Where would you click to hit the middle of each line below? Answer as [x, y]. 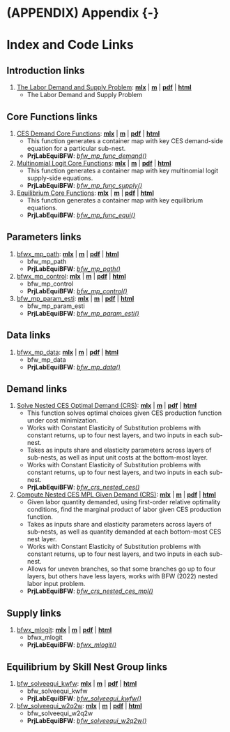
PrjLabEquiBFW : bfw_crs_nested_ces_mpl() [90, 591]
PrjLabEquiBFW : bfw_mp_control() [77, 291]
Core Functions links [52, 117]
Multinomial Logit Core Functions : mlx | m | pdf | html [94, 163]
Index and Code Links [70, 45]
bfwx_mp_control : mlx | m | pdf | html [71, 276]
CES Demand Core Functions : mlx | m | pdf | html [88, 133]
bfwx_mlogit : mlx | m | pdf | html [64, 630]
